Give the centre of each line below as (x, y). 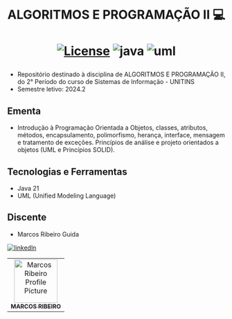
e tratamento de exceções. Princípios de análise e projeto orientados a (118, 143)
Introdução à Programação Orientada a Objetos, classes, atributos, (112, 128)
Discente (27, 217)
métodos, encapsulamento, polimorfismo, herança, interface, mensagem (121, 135)
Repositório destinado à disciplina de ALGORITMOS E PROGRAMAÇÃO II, (121, 74)
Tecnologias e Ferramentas (68, 172)
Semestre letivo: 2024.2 (51, 89)
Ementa (24, 111)
